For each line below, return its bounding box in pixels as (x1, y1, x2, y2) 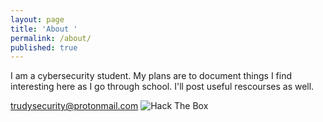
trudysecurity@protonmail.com (10, 100, 139, 112)
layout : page (10, 14, 65, 25)
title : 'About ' (10, 24, 78, 34)
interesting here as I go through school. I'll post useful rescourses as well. (10, 81, 315, 93)
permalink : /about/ (10, 33, 92, 43)
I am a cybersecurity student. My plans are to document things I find (10, 70, 293, 82)
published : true (10, 42, 78, 53)
